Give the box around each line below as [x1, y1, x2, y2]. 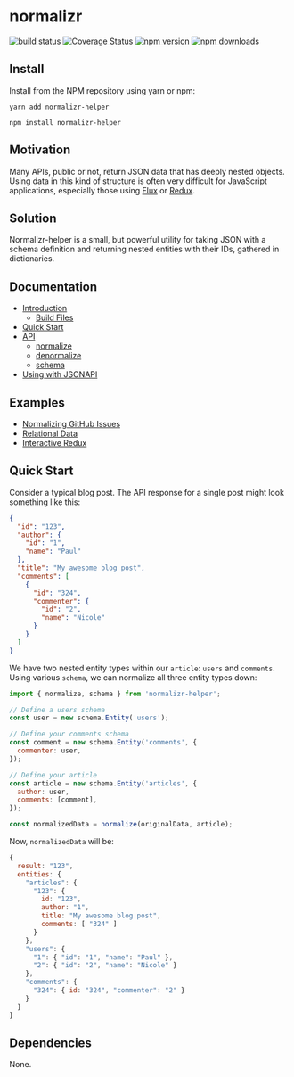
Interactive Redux [21, 438, 87, 448]
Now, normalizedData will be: [9, 836, 114, 847]
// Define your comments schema [9, 729, 129, 739]
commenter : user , [17, 746, 82, 755]
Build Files [35, 312, 74, 323]
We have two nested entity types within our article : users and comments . [9, 662, 275, 673]
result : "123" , [17, 861, 74, 870]
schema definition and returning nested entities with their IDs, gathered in [9, 243, 280, 255]
